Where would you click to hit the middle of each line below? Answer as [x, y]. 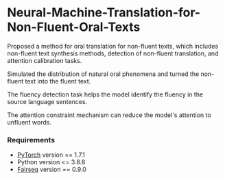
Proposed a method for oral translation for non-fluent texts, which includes [113, 46]
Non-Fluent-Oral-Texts [74, 27]
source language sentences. [47, 101]
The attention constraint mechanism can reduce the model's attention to [109, 115]
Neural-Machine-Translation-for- [104, 13]
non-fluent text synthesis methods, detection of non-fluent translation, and [113, 53]
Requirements [31, 140]
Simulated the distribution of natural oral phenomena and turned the [103, 74]
